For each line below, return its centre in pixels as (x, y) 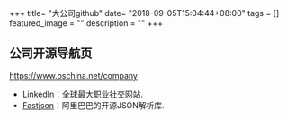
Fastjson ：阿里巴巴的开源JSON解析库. (93, 105)
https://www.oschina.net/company (73, 75)
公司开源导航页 (51, 53)
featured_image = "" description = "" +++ (86, 23)
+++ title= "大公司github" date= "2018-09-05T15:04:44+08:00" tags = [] (144, 13)
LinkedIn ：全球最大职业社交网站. (83, 94)
